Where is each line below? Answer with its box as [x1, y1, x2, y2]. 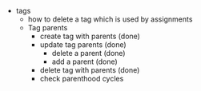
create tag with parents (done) [39, 31, 140, 41]
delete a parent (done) [51, 49, 126, 57]
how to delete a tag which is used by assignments [27, 14, 193, 24]
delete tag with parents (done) [39, 65, 140, 74]
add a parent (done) [51, 57, 118, 66]
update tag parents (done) [39, 40, 127, 49]
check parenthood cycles [39, 74, 124, 83]
